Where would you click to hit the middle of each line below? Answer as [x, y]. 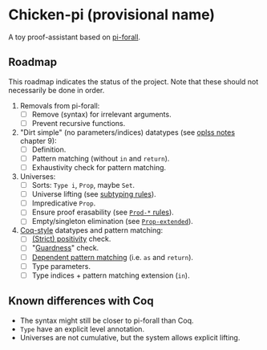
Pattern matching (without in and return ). [101, 158]
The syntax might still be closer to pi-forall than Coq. [107, 320]
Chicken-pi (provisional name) [111, 15]
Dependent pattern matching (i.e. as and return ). [113, 257]
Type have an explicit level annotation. [82, 329]
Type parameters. [61, 266]
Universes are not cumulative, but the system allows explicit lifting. [130, 337]
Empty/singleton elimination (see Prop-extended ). [113, 222]
